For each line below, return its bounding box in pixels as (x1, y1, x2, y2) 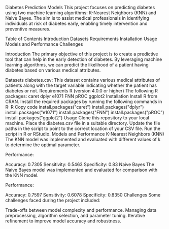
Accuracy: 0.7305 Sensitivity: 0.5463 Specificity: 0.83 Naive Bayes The (5, 161, 155, 167)
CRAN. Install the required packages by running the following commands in (5, 99, 162, 105)
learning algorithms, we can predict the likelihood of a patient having (5, 62, 149, 68)
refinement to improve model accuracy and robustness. (5, 218, 121, 224)
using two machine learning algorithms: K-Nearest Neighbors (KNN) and (5, 10, 156, 16)
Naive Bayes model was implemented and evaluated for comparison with (5, 167, 158, 173)
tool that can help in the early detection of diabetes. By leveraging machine (5, 56, 162, 62)
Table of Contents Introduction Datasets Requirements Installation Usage (5, 36, 157, 42)
